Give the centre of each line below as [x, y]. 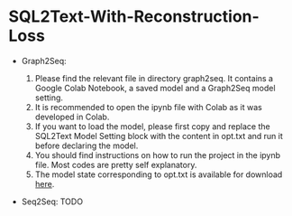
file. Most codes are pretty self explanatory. [116, 164]
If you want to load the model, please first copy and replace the [153, 126]
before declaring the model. [87, 146]
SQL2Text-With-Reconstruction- [134, 17]
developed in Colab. [72, 117]
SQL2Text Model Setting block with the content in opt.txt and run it [159, 136]
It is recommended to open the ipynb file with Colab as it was [148, 107]
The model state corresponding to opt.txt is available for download [159, 174]
